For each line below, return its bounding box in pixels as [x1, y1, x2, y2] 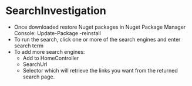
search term [14, 42, 43, 49]
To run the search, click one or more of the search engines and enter [14, 36, 181, 43]
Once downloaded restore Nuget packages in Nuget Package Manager [14, 23, 186, 30]
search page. [22, 73, 55, 80]
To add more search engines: [14, 48, 85, 55]
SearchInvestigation [5, 4, 106, 18]
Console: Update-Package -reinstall [14, 29, 101, 36]
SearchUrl [22, 60, 48, 68]
